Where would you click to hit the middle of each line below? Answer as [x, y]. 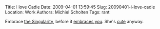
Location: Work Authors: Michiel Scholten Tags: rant [57, 12]
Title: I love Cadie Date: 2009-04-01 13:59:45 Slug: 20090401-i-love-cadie [80, 7]
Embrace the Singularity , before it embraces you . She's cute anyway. [74, 22]
